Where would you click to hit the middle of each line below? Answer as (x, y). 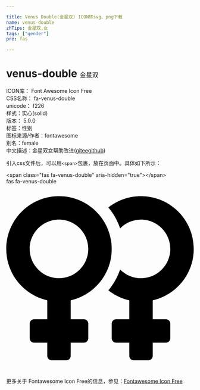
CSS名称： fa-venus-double (41, 98)
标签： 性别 (19, 128)
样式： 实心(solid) (27, 113)
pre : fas (17, 39)
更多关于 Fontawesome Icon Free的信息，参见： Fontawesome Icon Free (94, 381)
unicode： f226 (25, 106)
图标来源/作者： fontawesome (42, 136)
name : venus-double (30, 22)
